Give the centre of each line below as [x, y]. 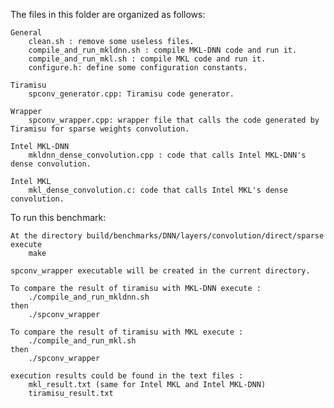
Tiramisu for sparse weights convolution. [100, 129]
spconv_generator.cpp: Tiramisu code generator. [131, 94]
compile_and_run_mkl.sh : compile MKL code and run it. [147, 59]
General [26, 33]
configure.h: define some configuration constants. [138, 68]
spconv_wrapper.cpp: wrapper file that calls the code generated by [174, 120]
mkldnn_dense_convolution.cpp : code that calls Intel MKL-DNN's [167, 155]
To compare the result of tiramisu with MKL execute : [127, 332]
